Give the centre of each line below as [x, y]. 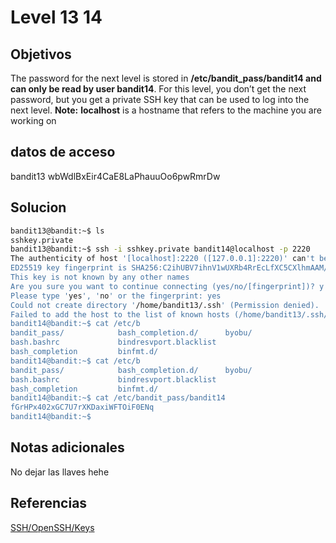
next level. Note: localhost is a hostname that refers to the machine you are [166, 110]
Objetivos [41, 54]
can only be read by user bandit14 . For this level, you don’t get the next [158, 89]
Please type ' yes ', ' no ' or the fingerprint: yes [116, 296]
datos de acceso [63, 152]
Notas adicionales [67, 447]
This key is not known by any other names [100, 277]
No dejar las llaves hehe [60, 472]
